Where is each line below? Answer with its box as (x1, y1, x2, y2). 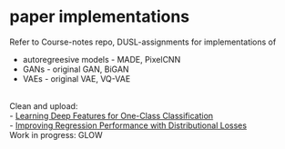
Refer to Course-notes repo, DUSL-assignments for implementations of (9, 36, 277, 47)
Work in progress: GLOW (9, 129, 103, 140)
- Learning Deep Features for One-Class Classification (9, 110, 214, 121)
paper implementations (9, 6, 190, 27)
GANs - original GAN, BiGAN (22, 64, 129, 74)
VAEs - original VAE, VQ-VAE (22, 73, 131, 84)
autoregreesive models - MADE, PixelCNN (22, 54, 181, 65)
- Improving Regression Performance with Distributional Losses (9, 120, 248, 131)
